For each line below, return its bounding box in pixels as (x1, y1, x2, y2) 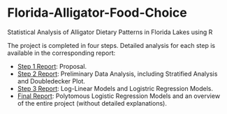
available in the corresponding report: (7, 49, 116, 57)
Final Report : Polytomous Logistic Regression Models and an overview (17, 92, 221, 100)
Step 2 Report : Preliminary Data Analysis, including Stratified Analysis (17, 70, 218, 78)
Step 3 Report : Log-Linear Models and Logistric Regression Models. (17, 84, 213, 92)
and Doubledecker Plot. (17, 76, 86, 85)
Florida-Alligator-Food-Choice (7, 5, 187, 21)
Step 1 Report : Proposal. (17, 62, 87, 70)
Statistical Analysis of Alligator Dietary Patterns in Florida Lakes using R (7, 28, 213, 36)
